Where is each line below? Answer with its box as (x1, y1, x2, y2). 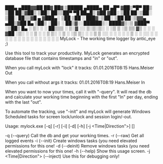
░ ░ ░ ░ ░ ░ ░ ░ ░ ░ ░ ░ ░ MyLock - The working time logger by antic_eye (5, 36, 156, 41)
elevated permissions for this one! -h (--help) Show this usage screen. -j (5, 148, 150, 154)
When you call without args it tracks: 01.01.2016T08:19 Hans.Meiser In (5, 79, 145, 85)
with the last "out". (5, 99, 42, 105)
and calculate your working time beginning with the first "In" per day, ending (5, 94, 158, 100)
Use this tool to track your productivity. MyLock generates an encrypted (5, 50, 150, 56)
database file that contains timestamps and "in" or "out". (5, 55, 118, 61)
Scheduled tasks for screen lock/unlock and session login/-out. (5, 114, 132, 119)
